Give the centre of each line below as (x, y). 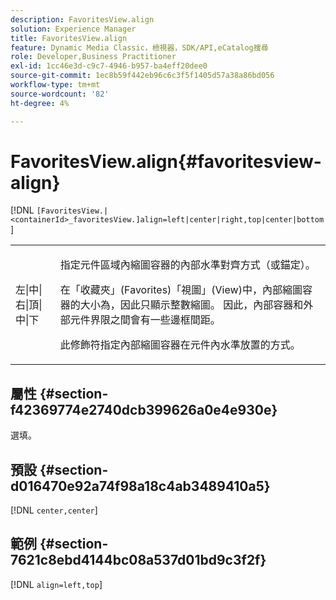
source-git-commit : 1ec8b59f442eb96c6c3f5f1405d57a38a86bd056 (142, 76)
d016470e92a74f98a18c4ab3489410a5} (140, 486)
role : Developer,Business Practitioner (93, 57)
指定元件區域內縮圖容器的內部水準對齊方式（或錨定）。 (187, 265)
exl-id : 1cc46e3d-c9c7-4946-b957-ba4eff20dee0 (109, 66)
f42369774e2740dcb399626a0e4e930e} (144, 409)
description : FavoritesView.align (82, 19)
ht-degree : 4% (40, 103)
